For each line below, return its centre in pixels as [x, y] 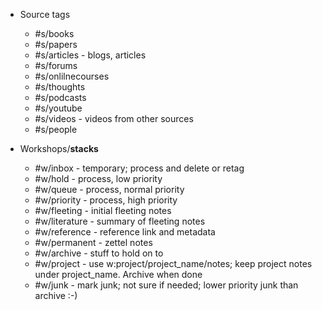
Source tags [45, 14]
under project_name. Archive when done [118, 274]
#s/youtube [58, 108]
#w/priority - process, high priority [106, 200]
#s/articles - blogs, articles [90, 55]
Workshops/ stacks [59, 148]
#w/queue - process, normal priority [109, 189]
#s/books [54, 33]
